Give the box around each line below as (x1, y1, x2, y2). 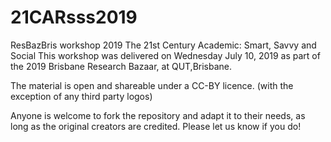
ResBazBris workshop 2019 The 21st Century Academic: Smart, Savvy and (10, 39, 317, 51)
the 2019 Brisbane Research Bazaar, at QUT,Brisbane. (10, 60, 233, 72)
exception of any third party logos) (10, 90, 153, 102)
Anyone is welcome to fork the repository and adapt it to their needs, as (10, 109, 306, 121)
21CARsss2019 (10, 6, 138, 29)
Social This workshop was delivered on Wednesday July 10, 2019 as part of (10, 49, 321, 61)
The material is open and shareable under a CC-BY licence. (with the (10, 79, 294, 91)
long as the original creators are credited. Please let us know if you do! (10, 120, 302, 132)
